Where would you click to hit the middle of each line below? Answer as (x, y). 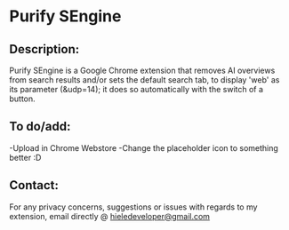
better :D (25, 157)
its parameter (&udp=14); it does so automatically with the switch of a (136, 89)
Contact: (34, 185)
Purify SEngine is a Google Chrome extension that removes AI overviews (142, 70)
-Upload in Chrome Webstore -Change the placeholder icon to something (144, 147)
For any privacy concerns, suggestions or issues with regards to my (133, 207)
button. (22, 99)
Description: (44, 49)
